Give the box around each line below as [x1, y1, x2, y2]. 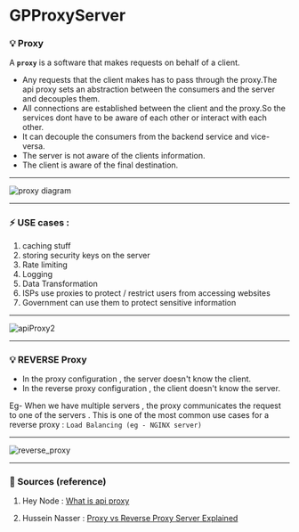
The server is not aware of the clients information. [21, 151, 206, 161]
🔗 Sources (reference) [9, 476, 107, 487]
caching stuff [21, 240, 71, 250]
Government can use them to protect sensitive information [21, 297, 237, 307]
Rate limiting [21, 259, 69, 270]
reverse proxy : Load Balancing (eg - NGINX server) [9, 420, 202, 430]
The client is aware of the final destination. [21, 160, 179, 170]
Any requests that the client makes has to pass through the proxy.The [21, 75, 278, 86]
